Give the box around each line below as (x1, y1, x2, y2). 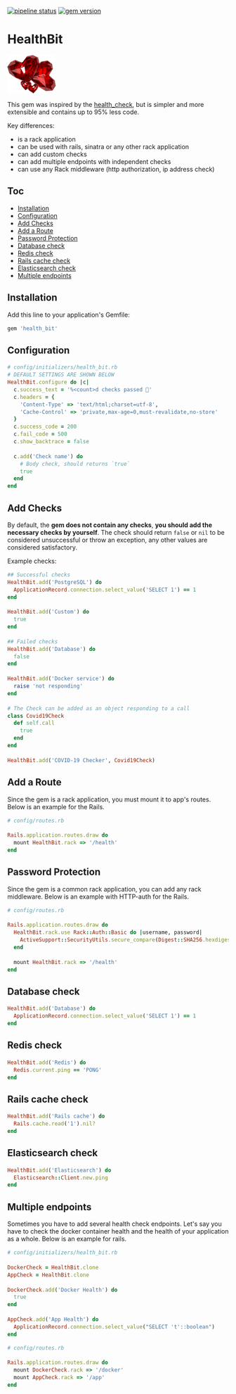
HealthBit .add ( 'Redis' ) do (7, 1059, 86, 1066)
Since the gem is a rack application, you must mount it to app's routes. (7, 795, 211, 804)
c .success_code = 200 (13, 423, 77, 431)
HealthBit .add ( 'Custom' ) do (7, 609, 90, 616)
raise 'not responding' (13, 683, 83, 690)
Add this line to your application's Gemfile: (7, 310, 130, 319)
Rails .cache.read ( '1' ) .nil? (13, 1120, 96, 1127)
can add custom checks (17, 150, 88, 158)
